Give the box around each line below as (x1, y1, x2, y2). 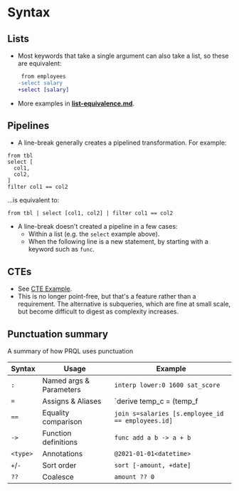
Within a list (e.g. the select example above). (28, 229, 160, 239)
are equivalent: (17, 59, 62, 68)
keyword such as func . (28, 245, 95, 254)
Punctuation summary (7, 328, 109, 340)
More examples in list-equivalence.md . (17, 99, 135, 108)
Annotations (42, 449, 83, 459)
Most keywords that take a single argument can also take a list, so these (17, 51, 229, 60)
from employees (21, 73, 66, 80)
